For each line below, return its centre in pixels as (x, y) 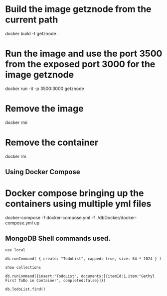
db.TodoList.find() (25, 289)
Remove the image (44, 109)
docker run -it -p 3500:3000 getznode (45, 89)
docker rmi (16, 122)
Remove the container (52, 142)
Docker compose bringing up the (75, 193)
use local (15, 250)
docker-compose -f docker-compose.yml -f (50, 218)
